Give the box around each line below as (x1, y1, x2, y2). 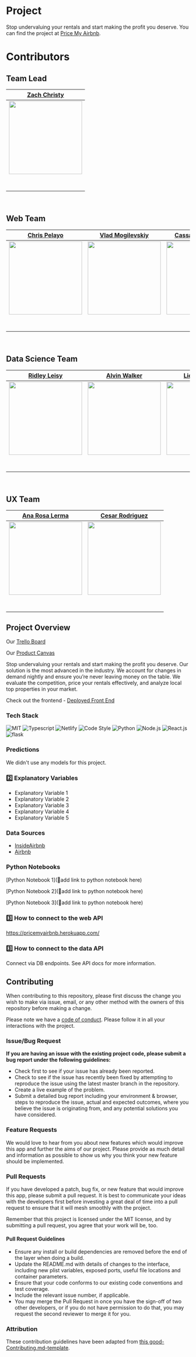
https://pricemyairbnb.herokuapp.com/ (6, 929, 100, 936)
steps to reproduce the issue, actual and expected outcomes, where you (14, 1098, 189, 1106)
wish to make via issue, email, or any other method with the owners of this (6, 998, 185, 1005)
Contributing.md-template (6, 1344, 69, 1352)
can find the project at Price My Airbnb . (6, 29, 101, 36)
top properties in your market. (6, 686, 78, 693)
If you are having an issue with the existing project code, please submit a (6, 1050, 186, 1057)
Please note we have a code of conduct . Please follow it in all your (6, 1016, 165, 1023)
